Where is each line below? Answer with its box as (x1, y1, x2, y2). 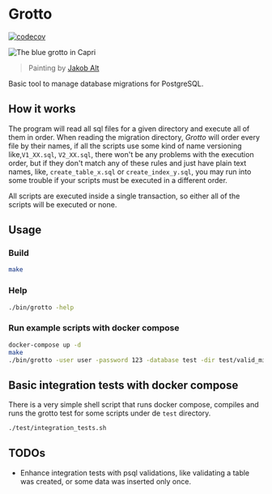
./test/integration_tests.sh (8, 424, 107, 432)
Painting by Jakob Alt (28, 62, 100, 73)
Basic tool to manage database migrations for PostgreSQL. (8, 79, 204, 88)
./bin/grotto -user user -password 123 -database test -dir (8, 356, 216, 364)
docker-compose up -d (8, 341, 82, 349)
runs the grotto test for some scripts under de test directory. (8, 408, 211, 418)
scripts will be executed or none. (8, 199, 117, 209)
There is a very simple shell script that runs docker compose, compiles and (8, 400, 259, 410)
